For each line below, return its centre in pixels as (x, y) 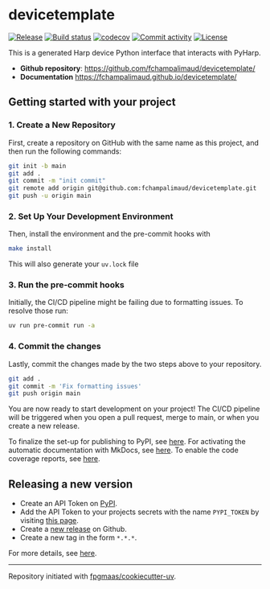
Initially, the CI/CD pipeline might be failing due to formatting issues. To (126, 303)
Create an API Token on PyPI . (69, 504)
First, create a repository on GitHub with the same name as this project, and (133, 142)
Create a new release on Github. (73, 529)
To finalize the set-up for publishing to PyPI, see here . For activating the (127, 442)
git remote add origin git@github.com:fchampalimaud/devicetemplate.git (133, 188)
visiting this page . (49, 521)
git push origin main (45, 393)
